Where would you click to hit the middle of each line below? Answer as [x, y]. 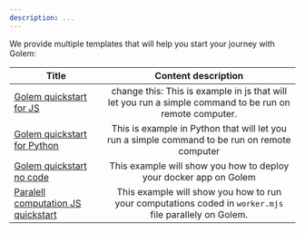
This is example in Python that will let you [199, 128]
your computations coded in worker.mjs [199, 203]
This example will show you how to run [199, 191]
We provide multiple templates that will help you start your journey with [142, 44]
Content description [199, 75]
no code [32, 177]
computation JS [48, 203]
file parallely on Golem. [199, 214]
